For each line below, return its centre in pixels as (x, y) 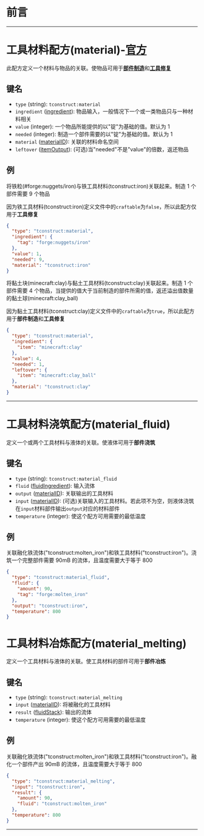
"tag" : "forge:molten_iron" (53, 594)
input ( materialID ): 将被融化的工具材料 (63, 705)
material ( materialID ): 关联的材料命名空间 (67, 142)
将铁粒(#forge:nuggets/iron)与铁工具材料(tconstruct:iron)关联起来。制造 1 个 (101, 186)
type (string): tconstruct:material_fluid (66, 478)
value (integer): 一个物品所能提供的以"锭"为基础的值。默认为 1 (92, 126)
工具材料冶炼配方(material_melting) (97, 643)
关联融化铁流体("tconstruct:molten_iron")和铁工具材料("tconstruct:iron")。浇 (102, 553)
